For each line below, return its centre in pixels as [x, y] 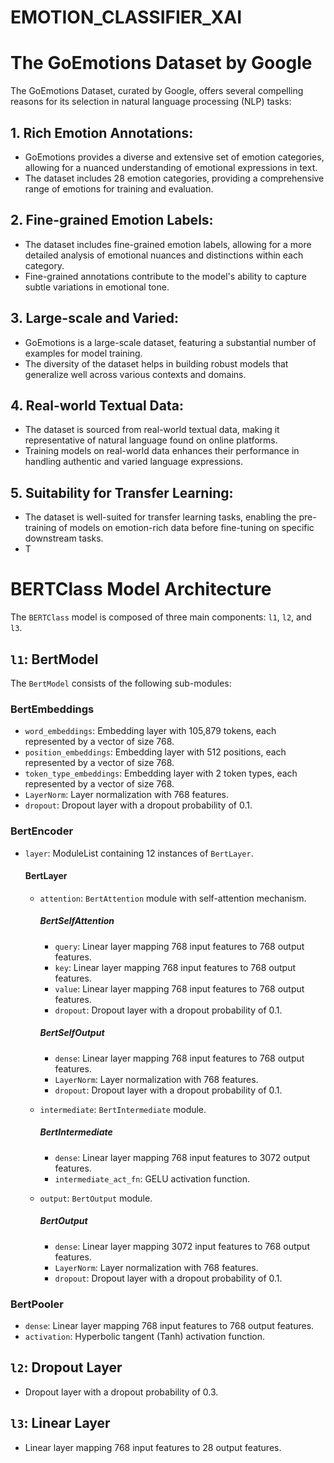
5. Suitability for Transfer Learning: [122, 492]
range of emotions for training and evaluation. [119, 188]
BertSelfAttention [77, 921]
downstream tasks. [64, 538]
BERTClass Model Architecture [141, 589]
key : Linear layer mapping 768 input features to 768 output [175, 967]
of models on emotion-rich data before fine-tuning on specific [186, 528]
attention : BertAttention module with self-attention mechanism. [173, 898]
